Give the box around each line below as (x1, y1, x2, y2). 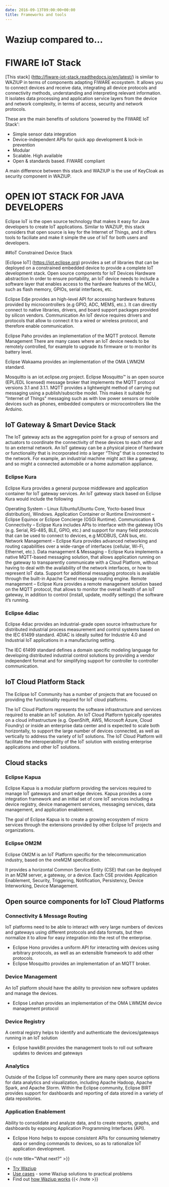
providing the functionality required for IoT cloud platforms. (5, 696, 128, 702)
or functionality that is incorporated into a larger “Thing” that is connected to (5, 450, 164, 456)
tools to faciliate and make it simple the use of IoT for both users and (5, 234, 148, 240)
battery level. (5, 348, 33, 355)
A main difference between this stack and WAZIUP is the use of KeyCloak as (5, 167, 164, 173)
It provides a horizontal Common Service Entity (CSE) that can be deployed (5, 866, 161, 872)
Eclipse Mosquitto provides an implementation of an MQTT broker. (12, 960, 151, 966)
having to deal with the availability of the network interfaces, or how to (5, 564, 152, 570)
